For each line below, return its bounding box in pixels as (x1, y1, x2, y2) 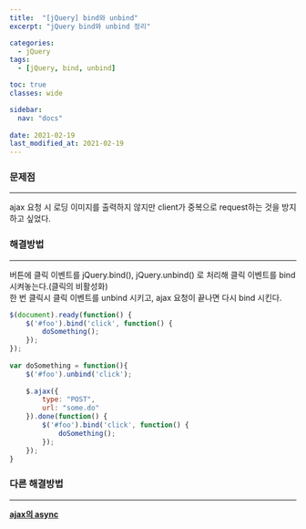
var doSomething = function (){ (9, 361, 128, 370)
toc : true (9, 80, 47, 89)
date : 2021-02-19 (9, 130, 76, 140)
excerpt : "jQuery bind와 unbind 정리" (9, 22, 151, 31)
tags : (9, 56, 30, 65)
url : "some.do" (42, 403, 100, 413)
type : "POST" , (42, 395, 96, 404)
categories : (9, 38, 55, 47)
